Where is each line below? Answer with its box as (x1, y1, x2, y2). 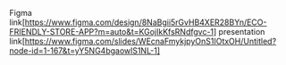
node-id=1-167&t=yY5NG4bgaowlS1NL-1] (9, 45, 161, 56)
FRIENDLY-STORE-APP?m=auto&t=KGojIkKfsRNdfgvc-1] (9, 27, 217, 37)
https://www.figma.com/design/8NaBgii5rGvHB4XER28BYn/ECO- (24, 17, 267, 28)
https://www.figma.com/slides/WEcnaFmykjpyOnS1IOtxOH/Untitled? (24, 36, 277, 46)
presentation (218, 27, 265, 37)
